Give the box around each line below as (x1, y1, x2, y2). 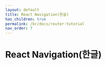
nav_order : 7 (5, 26, 33, 31)
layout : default (5, 7, 39, 12)
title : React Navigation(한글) (5, 12, 69, 17)
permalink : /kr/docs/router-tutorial (5, 21, 85, 26)
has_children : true (5, 16, 46, 21)
